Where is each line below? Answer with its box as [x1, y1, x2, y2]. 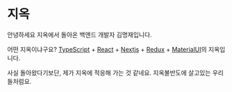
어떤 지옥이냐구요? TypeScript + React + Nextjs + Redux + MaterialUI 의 [7, 45, 207, 53]
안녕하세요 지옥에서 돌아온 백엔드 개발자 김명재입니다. [7, 30, 152, 39]
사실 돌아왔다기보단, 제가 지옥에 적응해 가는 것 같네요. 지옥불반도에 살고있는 [7, 68, 211, 77]
